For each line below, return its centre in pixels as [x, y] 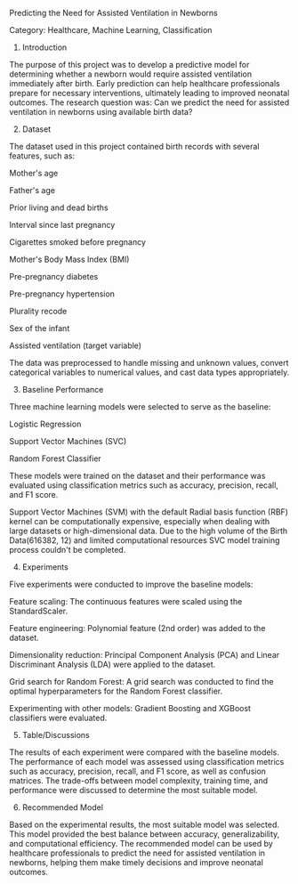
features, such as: [42, 156]
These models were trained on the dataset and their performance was [137, 476]
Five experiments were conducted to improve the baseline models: [131, 584]
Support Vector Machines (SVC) [68, 441]
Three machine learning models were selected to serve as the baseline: [140, 407]
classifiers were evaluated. [58, 718]
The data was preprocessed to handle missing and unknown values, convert [149, 363]
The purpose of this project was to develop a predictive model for [129, 65]
